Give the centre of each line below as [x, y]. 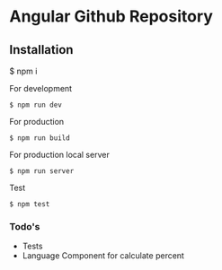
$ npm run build [40, 138]
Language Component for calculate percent [103, 256]
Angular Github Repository [111, 17]
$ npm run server [42, 171]
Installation [41, 50]
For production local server [59, 155]
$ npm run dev [36, 105]
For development [41, 88]
